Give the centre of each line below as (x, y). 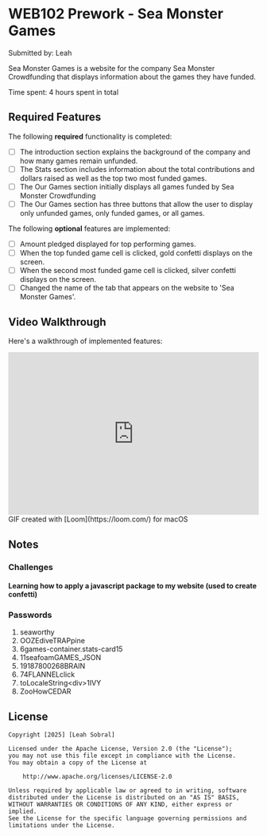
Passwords (30, 615)
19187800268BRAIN (52, 666)
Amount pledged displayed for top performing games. (108, 244)
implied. (23, 812)
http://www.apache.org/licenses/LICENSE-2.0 (97, 777)
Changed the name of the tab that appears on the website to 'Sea (127, 288)
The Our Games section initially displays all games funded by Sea (127, 186)
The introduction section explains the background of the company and (135, 151)
